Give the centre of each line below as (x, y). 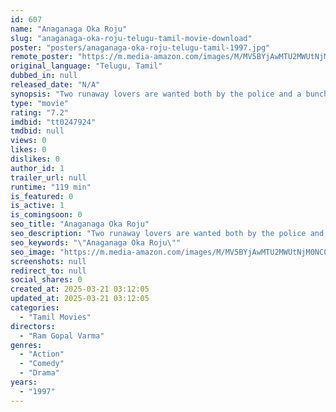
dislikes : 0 (35, 159)
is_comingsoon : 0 (46, 215)
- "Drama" (39, 373)
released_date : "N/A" (55, 85)
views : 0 (28, 141)
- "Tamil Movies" (55, 317)
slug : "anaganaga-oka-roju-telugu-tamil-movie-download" (131, 38)
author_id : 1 (37, 168)
